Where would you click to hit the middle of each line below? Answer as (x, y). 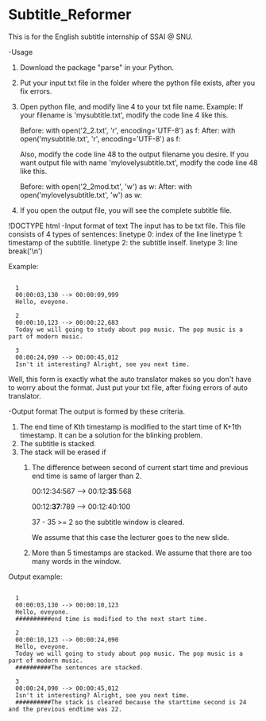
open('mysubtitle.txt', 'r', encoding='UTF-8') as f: (100, 139)
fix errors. (36, 91)
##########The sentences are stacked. (80, 667)
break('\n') (26, 251)
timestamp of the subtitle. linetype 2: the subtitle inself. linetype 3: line (123, 242)
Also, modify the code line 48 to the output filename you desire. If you (134, 154)
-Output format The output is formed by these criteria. (96, 411)
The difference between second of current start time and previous (140, 467)
